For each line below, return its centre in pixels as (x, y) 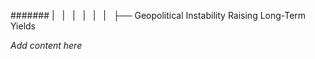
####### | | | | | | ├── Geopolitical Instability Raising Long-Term (158, 15)
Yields (23, 26)
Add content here (46, 45)
